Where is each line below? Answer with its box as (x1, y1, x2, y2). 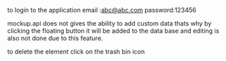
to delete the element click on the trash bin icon (7, 48, 145, 55)
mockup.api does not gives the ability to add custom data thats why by (7, 19, 212, 27)
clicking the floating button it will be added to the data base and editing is (7, 27, 220, 35)
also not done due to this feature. (7, 34, 103, 42)
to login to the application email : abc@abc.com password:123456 (7, 6, 197, 14)
